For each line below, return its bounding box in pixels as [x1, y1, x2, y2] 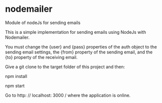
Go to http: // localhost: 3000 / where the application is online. [5, 92, 131, 98]
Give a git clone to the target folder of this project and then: [5, 64, 125, 70]
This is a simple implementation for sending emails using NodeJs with [5, 29, 146, 35]
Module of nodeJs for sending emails [5, 20, 81, 26]
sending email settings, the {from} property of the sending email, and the [5, 49, 153, 55]
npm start [5, 82, 25, 89]
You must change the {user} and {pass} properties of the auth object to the [5, 44, 157, 50]
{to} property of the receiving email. [5, 54, 78, 60]
